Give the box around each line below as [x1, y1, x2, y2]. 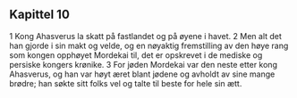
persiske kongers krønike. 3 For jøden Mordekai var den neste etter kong [9, 59, 277, 69]
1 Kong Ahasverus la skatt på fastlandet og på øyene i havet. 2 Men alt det [9, 30, 282, 41]
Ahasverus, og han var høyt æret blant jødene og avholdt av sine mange [9, 69, 276, 79]
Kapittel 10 [9, 7, 70, 22]
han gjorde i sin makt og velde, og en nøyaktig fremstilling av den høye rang [9, 40, 289, 51]
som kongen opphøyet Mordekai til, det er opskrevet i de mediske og [9, 49, 263, 61]
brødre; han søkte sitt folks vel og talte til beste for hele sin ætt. [9, 78, 242, 88]
